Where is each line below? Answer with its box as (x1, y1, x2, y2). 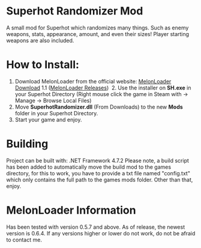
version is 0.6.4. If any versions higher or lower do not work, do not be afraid (6, 229, 196, 237)
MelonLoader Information (6, 204, 136, 217)
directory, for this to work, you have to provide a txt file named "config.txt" (6, 169, 191, 177)
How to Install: (6, 58, 80, 71)
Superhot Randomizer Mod (6, 4, 143, 18)
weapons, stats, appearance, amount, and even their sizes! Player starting (6, 30, 190, 37)
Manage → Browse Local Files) (14, 97, 92, 104)
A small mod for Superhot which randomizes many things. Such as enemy (6, 24, 189, 31)
